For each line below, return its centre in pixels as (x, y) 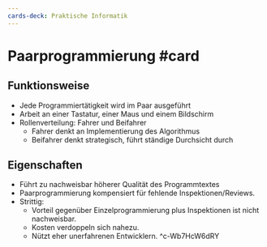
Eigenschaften (45, 166)
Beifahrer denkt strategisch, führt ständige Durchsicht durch (132, 139)
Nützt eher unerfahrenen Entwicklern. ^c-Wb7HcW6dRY (125, 236)
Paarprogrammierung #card (103, 55)
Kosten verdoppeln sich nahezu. (85, 228)
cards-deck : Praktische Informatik (68, 16)
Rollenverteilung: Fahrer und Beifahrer (83, 122)
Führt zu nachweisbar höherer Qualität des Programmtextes (119, 185)
